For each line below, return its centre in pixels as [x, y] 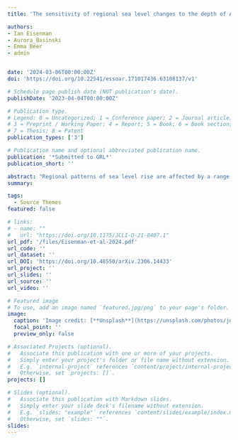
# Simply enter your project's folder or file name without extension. [119, 360]
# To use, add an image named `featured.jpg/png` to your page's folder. [119, 307]
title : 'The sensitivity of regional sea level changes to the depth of [117, 14]
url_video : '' [28, 288]
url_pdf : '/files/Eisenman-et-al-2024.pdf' [73, 242]
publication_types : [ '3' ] [45, 138]
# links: [20, 222]
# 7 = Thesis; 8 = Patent [45, 131]
